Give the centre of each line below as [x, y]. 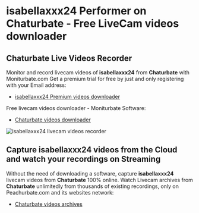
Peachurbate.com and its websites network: [60, 192]
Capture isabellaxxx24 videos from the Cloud [92, 150]
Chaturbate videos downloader [53, 120]
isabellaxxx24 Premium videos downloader [67, 97]
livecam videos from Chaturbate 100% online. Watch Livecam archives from [99, 180]
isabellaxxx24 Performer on [76, 11]
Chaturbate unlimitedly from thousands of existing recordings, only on [93, 186]
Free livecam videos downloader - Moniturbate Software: [76, 108]
